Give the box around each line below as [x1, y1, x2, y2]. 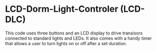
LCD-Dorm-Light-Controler [5, 3, 119, 15]
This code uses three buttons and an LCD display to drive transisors [5, 30, 143, 36]
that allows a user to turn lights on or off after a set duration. [5, 40, 127, 46]
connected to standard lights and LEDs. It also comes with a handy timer [5, 35, 152, 41]
